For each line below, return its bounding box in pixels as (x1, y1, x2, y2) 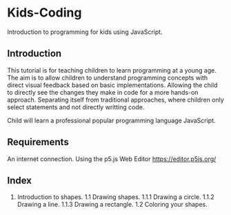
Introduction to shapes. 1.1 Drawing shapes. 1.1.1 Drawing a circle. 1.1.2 (17, 193, 215, 201)
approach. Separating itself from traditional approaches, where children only (7, 95, 224, 104)
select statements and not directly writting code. (7, 102, 145, 111)
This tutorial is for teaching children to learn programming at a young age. (7, 66, 217, 74)
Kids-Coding (7, 5, 82, 21)
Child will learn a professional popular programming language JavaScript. (7, 116, 216, 124)
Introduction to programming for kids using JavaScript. (7, 28, 163, 36)
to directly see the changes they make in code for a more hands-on (7, 88, 199, 96)
